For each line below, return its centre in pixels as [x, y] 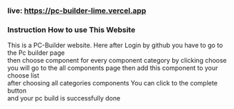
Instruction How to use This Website [71, 29]
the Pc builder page [36, 53]
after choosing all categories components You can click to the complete [113, 83]
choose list [23, 76]
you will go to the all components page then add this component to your [113, 68]
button [17, 90]
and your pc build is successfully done [64, 98]
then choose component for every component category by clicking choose [117, 61]
